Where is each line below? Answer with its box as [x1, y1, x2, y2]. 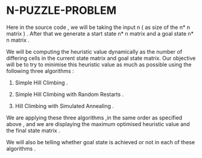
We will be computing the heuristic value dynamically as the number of [6, 48, 183, 55]
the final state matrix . [6, 127, 60, 134]
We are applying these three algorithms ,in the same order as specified [6, 114, 183, 121]
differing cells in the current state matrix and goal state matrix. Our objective [6, 54, 196, 62]
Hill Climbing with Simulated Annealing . [14, 102, 115, 109]
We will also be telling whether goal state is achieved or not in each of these [6, 138, 195, 145]
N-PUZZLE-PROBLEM [6, 4, 116, 17]
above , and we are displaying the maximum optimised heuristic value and [6, 120, 190, 127]
